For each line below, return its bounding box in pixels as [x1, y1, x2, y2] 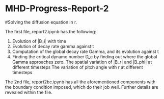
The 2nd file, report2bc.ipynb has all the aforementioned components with [5, 79, 156, 85]
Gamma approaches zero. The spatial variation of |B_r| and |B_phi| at [12, 59, 152, 65]
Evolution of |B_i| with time [12, 38, 66, 44]
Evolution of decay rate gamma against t [12, 43, 94, 49]
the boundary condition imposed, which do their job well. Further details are [5, 84, 159, 90]
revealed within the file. [5, 89, 53, 95]
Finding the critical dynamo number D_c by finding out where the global [12, 53, 157, 59]
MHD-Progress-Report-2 [5, 3, 109, 14]
